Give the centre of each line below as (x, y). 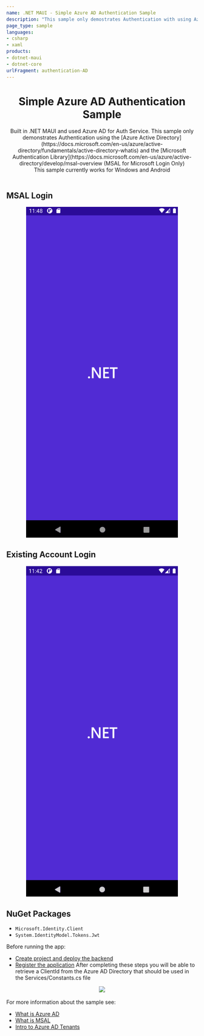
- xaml (15, 45)
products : (19, 52)
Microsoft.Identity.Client (49, 929)
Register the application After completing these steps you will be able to (105, 965)
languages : (20, 32)
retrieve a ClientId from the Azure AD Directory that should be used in (102, 972)
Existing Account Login (51, 555)
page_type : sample (29, 26)
